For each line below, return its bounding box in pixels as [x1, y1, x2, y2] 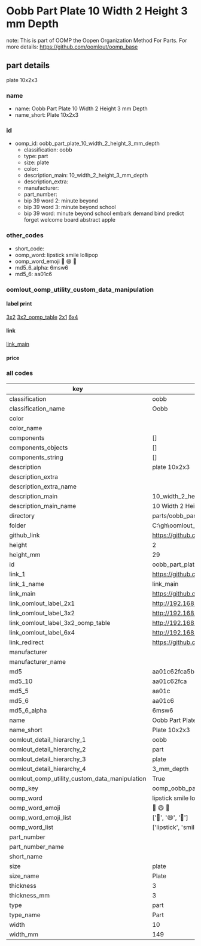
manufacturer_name [9, 657, 66, 666]
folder [9, 521, 26, 530]
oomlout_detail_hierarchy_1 [9, 735, 86, 743]
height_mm [9, 550, 41, 558]
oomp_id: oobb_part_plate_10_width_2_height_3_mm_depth [14, 140, 160, 147]
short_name [9, 852, 43, 860]
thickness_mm [9, 891, 50, 899]
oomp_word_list [9, 823, 54, 831]
